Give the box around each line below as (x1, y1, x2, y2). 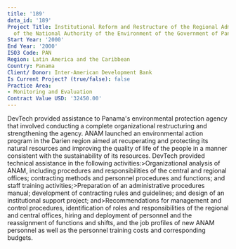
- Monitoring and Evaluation (7, 88, 93, 95)
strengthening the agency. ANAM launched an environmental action (7, 129, 204, 137)
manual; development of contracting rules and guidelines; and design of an (7, 189, 225, 197)
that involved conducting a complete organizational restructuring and (7, 122, 207, 130)
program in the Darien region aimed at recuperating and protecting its (7, 137, 209, 144)
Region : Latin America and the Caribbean (7, 56, 131, 63)
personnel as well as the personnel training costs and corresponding (7, 226, 206, 234)
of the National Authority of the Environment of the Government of (13, 29, 218, 37)
